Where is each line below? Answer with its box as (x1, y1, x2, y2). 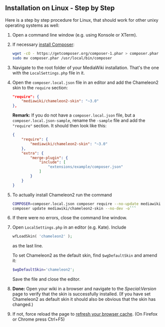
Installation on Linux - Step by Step (5, 4, 115, 12)
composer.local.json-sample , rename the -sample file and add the (12, 118, 146, 123)
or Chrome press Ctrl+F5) (12, 316, 65, 323)
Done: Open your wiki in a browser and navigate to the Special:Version (12, 286, 157, 292)
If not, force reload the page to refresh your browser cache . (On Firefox (12, 311, 158, 317)
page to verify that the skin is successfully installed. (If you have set (12, 291, 151, 297)
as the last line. (12, 243, 43, 249)
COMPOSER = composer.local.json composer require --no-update (12, 201, 139, 206)
